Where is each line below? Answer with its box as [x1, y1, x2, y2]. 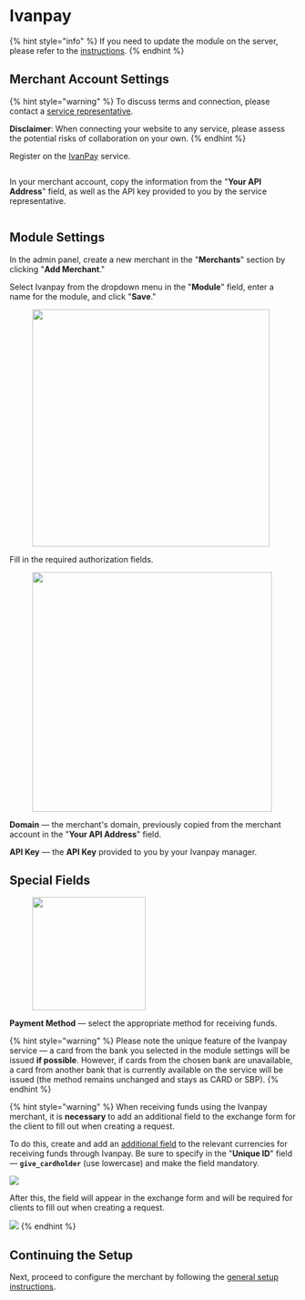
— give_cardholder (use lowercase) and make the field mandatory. [9, 1158, 259, 1169]
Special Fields [9, 872, 91, 888]
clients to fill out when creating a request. [9, 1203, 166, 1214]
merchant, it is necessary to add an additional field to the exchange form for [9, 1112, 296, 1122]
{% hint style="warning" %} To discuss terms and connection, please [9, 96, 270, 107]
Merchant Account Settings [9, 72, 170, 87]
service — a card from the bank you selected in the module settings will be [9, 1045, 290, 1056]
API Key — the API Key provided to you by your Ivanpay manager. [9, 846, 258, 857]
